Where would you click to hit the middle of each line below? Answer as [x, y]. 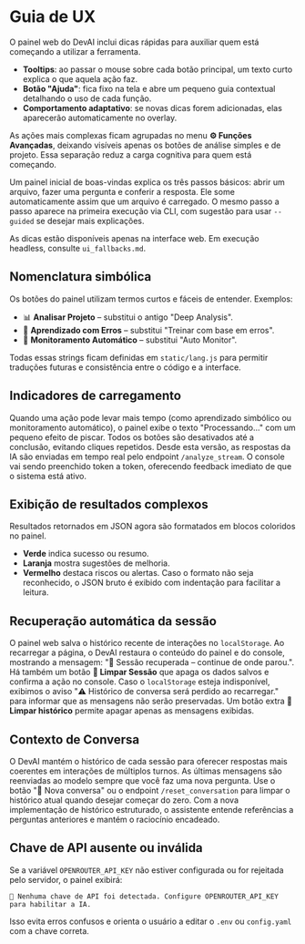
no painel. [28, 536]
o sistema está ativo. [48, 476]
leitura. [36, 592]
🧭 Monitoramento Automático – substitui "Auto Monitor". [130, 340]
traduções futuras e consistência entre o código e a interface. [125, 367]
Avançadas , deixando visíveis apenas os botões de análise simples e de [145, 145]
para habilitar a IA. [51, 904]
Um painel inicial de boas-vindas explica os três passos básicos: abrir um [147, 182]
